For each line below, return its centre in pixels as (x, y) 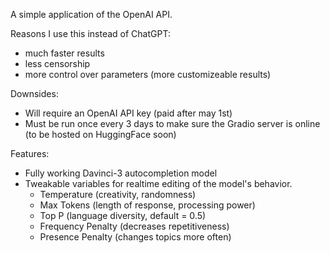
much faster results (64, 53)
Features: (30, 153)
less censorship (57, 63)
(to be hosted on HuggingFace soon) (100, 134)
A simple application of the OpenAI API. (91, 14)
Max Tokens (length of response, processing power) (147, 205)
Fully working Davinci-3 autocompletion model (121, 173)
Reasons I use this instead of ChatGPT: (90, 33)
